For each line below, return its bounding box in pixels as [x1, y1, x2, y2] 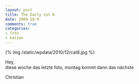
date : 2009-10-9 [5, 17, 39, 22]
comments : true [5, 21, 37, 27]
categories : [5, 26, 30, 31]
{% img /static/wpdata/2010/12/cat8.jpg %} [5, 49, 95, 55]
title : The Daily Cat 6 [5, 12, 55, 17]
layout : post [5, 7, 33, 13]
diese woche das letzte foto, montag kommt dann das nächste [5, 64, 134, 70]
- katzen [5, 36, 24, 41]
